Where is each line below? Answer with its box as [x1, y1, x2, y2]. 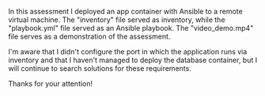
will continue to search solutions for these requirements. [8, 64, 191, 73]
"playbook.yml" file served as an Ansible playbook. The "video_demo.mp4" [8, 24, 254, 32]
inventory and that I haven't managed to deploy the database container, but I [8, 55, 258, 65]
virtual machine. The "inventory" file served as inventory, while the [8, 15, 225, 24]
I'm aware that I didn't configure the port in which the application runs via [8, 47, 248, 56]
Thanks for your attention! [8, 79, 93, 88]
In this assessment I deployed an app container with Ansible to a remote [8, 7, 243, 16]
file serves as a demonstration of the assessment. [8, 31, 171, 41]
